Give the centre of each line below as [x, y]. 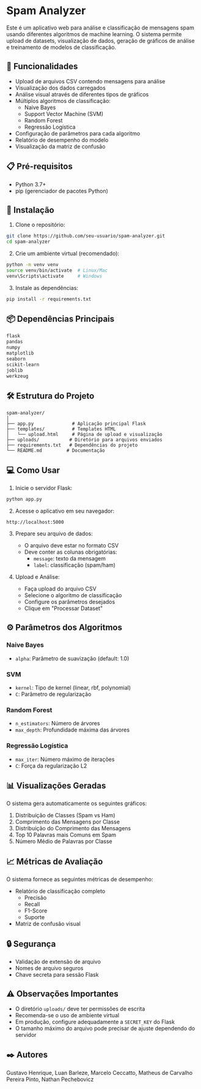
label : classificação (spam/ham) [75, 565]
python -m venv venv [33, 265]
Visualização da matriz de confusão [60, 146]
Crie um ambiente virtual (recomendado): [67, 254]
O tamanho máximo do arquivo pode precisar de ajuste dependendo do [105, 1028]
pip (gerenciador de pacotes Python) [62, 191]
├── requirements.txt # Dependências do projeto [72, 445]
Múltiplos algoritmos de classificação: [63, 101]
